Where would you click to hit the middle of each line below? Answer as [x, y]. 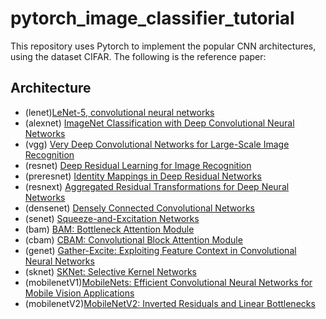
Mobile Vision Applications [79, 293]
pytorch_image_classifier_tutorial [152, 18]
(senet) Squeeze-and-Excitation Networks [112, 218]
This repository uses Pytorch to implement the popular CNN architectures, [163, 46]
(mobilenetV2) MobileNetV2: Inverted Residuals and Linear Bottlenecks [170, 303]
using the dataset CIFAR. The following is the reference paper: [138, 56]
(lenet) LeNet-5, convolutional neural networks [119, 112]
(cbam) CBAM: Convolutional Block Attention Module [133, 239]
